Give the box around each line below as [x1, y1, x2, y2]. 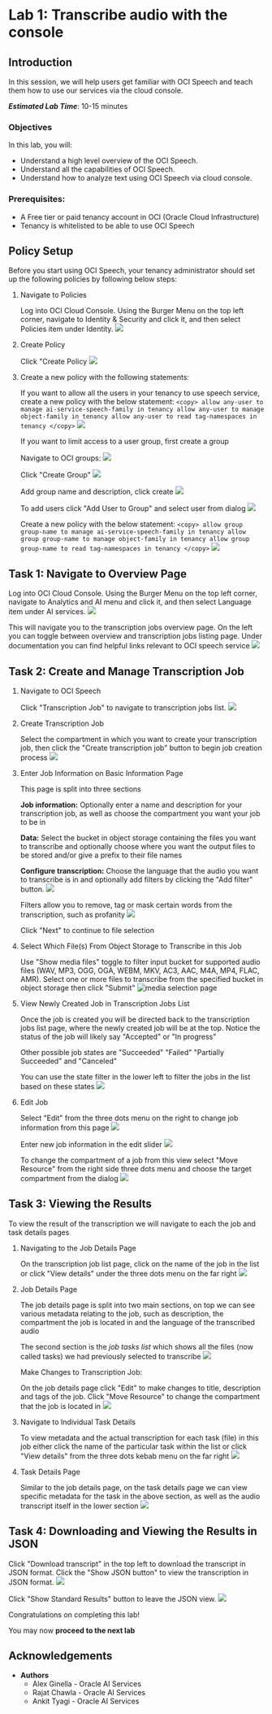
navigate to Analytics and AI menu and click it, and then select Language [8, 597, 252, 607]
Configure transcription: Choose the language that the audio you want [19, 866, 258, 876]
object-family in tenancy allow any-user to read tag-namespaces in [19, 412, 257, 421]
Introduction [8, 55, 73, 69]
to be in [19, 818, 46, 827]
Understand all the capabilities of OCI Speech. [19, 164, 175, 174]
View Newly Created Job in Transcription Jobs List [19, 999, 190, 1009]
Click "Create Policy [19, 356, 88, 367]
